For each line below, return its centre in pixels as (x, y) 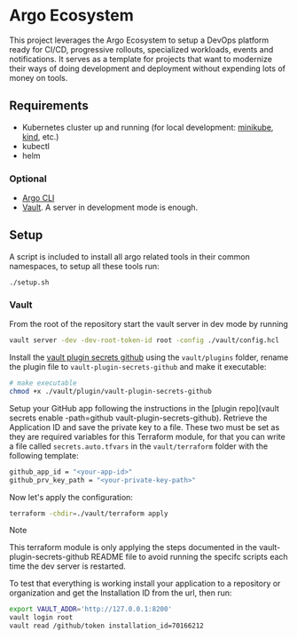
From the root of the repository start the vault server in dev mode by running (148, 324)
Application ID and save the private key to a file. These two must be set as (145, 427)
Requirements (49, 106)
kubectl (36, 146)
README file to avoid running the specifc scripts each (189, 557)
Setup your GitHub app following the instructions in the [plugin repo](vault (144, 408)
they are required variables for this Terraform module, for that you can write (147, 436)
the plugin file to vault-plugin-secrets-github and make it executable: (138, 367)
